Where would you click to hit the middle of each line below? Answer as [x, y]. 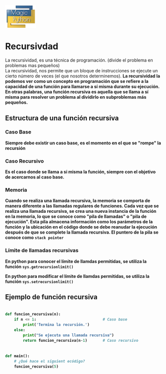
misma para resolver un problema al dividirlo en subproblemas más [76, 97]
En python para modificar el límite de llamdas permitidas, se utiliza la [77, 276]
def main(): [17, 356]
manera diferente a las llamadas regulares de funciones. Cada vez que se [82, 206]
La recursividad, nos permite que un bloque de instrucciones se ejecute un [82, 71]
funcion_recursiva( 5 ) [36, 367]
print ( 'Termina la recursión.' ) [56, 325]
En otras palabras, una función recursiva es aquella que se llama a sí [77, 92]
